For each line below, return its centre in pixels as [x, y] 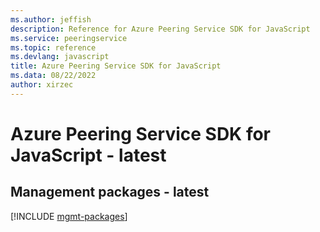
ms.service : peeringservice [69, 38]
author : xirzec [42, 85]
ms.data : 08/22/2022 [53, 76]
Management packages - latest [110, 192]
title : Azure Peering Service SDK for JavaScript [116, 66]
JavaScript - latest [88, 155]
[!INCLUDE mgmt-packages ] [69, 216]
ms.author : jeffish [51, 19]
